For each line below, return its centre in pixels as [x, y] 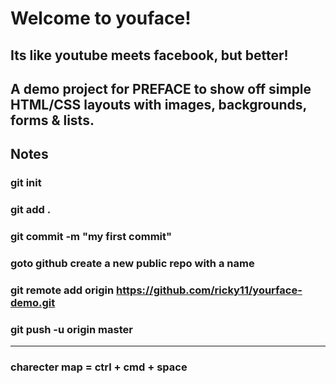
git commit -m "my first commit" [91, 237]
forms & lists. [52, 120]
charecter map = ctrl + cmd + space [99, 367]
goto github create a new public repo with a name [132, 264]
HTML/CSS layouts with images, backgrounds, [158, 104]
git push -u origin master [71, 329]
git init [26, 183]
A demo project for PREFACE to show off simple [161, 88]
